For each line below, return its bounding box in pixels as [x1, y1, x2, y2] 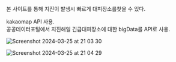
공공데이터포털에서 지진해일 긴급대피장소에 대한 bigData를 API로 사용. [6, 26, 170, 33]
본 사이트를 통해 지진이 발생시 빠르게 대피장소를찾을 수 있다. [6, 5, 146, 12]
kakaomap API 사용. [6, 18, 55, 25]
